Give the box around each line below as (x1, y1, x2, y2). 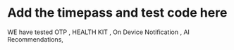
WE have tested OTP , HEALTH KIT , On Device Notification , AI (7, 28, 190, 36)
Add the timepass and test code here (7, 5, 228, 21)
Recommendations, (7, 35, 63, 43)
